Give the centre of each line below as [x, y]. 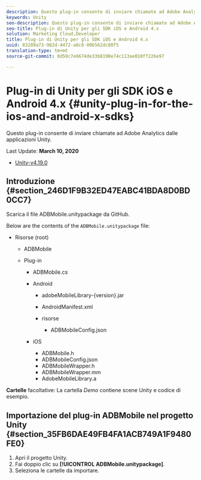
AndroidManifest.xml [67, 307]
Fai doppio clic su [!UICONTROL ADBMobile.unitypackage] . [90, 464]
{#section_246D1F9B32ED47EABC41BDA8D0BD [98, 190]
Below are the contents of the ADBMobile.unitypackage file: [78, 226]
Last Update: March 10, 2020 [42, 151]
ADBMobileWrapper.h [68, 366]
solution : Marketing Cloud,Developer [53, 34]
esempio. [18, 397]
